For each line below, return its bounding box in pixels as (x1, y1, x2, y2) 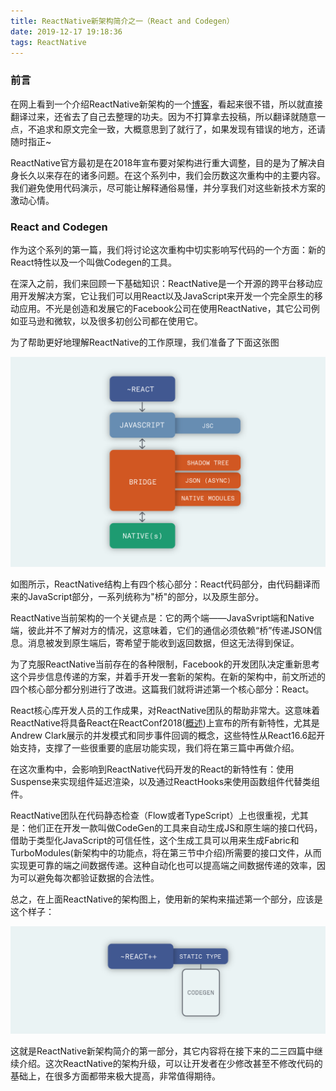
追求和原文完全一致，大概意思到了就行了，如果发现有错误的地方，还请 (36, 123, 326, 135)
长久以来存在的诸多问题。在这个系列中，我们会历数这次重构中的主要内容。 (18, 169, 326, 181)
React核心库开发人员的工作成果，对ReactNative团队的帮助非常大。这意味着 (10, 704, 321, 716)
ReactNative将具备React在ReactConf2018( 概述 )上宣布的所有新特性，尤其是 (10, 716, 320, 729)
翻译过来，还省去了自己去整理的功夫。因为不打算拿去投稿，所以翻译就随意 (10, 110, 317, 122)
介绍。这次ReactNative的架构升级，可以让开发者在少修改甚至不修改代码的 (18, 1058, 323, 1070)
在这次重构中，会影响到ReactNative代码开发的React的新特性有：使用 (10, 763, 295, 775)
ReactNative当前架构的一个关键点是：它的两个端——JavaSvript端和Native (10, 611, 315, 624)
